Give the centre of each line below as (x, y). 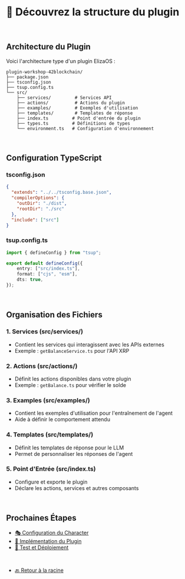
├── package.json (27, 77)
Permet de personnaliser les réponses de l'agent (74, 454)
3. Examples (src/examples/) (48, 400)
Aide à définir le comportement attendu (62, 419)
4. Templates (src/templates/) (50, 435)
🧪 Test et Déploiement (42, 547)
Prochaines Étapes (41, 518)
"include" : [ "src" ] (35, 220)
